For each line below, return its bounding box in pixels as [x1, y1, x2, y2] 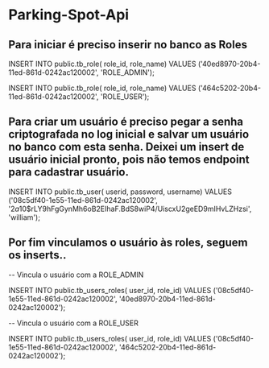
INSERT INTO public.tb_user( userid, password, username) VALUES [8, 187, 232, 196]
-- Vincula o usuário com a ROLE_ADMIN [8, 270, 144, 279]
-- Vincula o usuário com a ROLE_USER [8, 318, 139, 328]
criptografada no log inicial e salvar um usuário [8, 127, 250, 142]
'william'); [8, 212, 40, 222]
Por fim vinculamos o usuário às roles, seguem [8, 236, 248, 250]
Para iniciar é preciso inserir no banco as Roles [8, 38, 248, 52]
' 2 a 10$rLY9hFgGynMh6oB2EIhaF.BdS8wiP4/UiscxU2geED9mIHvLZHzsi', [8, 204, 252, 213]
